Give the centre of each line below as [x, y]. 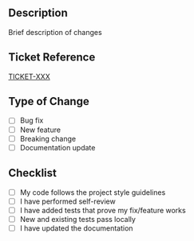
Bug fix [32, 120]
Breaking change [48, 138]
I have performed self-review [67, 201]
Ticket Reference [52, 58]
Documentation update [57, 147]
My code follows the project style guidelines [93, 192]
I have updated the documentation [76, 228]
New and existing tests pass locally [77, 219]
